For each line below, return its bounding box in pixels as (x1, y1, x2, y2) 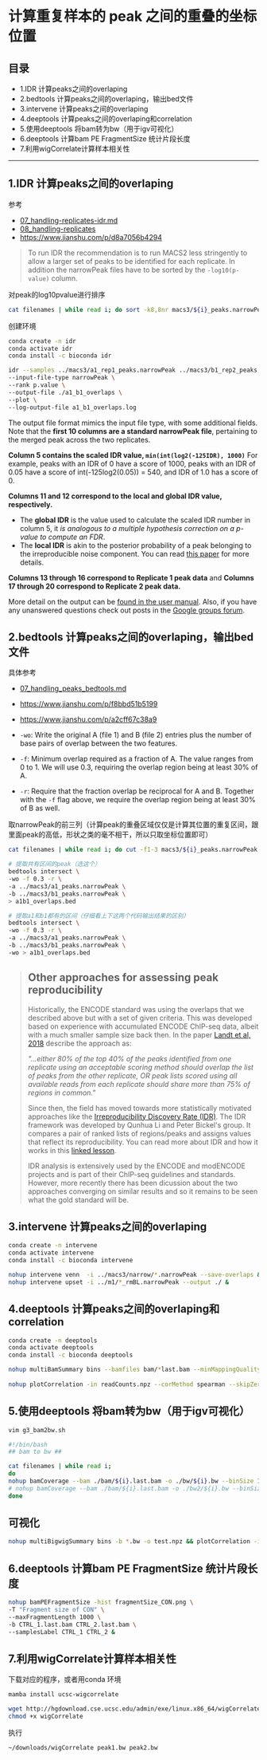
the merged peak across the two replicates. (8, 435, 151, 444)
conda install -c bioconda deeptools (8, 1351, 133, 1360)
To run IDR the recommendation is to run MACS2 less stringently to (27, 248, 248, 258)
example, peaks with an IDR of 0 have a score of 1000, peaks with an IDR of (8, 459, 256, 468)
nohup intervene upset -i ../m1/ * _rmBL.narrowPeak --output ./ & (8, 1278, 229, 1286)
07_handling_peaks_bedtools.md (19, 683, 127, 694)
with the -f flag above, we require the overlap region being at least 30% (19, 795, 256, 805)
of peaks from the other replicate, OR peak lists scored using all (27, 1070, 238, 1081)
